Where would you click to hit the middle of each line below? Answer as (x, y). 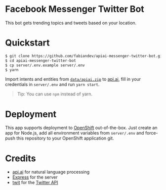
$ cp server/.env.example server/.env (45, 65)
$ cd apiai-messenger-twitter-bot (41, 60)
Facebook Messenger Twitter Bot (75, 9)
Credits (21, 158)
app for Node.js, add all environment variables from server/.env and (75, 133)
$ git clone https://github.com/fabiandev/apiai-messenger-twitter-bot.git (85, 56)
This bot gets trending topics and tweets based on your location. (71, 23)
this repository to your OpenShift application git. (65, 138)
